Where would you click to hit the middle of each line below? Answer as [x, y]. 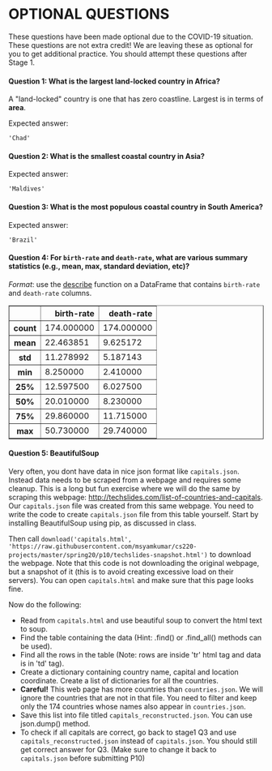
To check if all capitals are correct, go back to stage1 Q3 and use [128, 732]
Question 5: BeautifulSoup [54, 453]
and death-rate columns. [50, 293]
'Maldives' [27, 189]
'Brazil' [23, 240]
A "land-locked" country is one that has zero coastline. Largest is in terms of [136, 99]
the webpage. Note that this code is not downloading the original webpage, [134, 563]
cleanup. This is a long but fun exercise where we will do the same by [124, 488]
